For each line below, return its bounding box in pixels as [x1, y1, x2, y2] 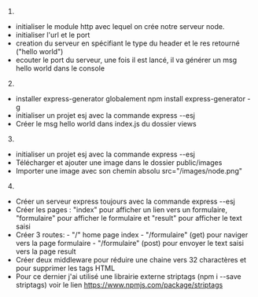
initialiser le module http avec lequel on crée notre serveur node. [15, 22, 225, 31]
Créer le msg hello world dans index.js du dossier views [15, 119, 197, 128]
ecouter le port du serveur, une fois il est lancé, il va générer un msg [15, 55, 238, 64]
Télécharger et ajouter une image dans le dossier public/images [15, 158, 223, 167]
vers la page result [15, 247, 76, 256]
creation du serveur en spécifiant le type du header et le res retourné [15, 38, 240, 48]
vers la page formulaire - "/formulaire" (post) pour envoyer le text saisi [15, 239, 244, 247]
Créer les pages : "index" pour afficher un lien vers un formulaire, [15, 205, 228, 214]
